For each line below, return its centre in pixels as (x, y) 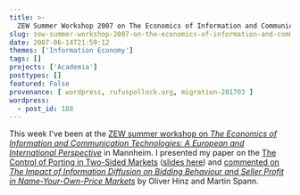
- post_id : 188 (46, 109)
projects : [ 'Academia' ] (54, 68)
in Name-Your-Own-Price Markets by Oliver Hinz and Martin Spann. (134, 181)
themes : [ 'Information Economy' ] (71, 51)
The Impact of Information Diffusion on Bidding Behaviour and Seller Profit (146, 172)
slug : (19, 34)
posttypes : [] (36, 76)
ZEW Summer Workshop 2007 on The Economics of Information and (137, 26)
